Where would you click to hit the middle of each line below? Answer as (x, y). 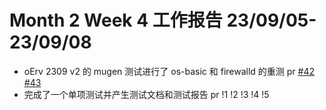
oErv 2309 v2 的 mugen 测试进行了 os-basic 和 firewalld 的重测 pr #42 (169, 71)
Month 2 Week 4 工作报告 (116, 20)
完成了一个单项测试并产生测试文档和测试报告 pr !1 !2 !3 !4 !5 (146, 94)
